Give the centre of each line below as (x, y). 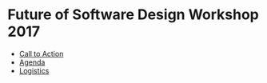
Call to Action (41, 53)
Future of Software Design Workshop (133, 15)
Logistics (34, 70)
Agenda (32, 62)
